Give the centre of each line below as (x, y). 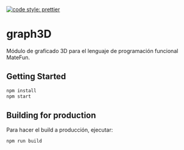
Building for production (51, 115)
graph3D (29, 34)
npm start (19, 96)
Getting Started (36, 77)
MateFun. (18, 57)
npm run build (24, 141)
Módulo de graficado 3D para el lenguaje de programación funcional (92, 51)
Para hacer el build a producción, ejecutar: (60, 130)
